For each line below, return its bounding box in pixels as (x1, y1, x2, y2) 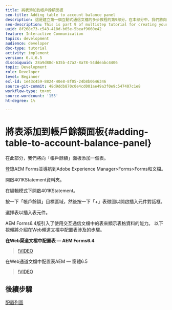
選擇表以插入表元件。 (5, 210, 50, 216)
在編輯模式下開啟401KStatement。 (5, 188, 78, 194)
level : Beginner (5, 74, 40, 79)
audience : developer (5, 41, 50, 46)
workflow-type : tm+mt (5, 88, 52, 94)
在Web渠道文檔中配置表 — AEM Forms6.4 (5, 238, 95, 244)
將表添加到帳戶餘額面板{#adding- (5, 126, 148, 138)
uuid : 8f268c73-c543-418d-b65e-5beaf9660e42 (5, 27, 102, 32)
